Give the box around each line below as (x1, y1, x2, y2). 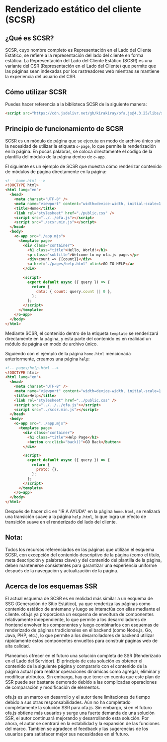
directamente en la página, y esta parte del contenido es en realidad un (5, 335, 151, 341)
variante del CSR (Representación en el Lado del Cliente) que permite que (5, 63, 157, 69)
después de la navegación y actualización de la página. (5, 567, 118, 573)
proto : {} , (36, 467, 59, 472)
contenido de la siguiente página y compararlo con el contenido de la (5, 663, 147, 669)
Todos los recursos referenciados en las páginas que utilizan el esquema (5, 546, 155, 552)
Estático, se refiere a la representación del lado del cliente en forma (5, 52, 144, 58)
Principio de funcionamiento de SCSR (5, 124, 124, 133)
